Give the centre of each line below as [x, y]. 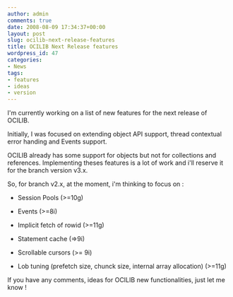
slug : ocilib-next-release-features [61, 40]
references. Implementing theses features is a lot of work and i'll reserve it [115, 163]
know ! [17, 288]
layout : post [26, 34]
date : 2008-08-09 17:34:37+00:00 [56, 27]
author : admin [28, 14]
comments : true [30, 21]
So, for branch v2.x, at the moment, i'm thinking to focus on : [96, 184]
